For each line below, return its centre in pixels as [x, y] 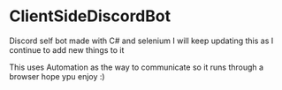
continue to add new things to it [67, 49]
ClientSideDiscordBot [90, 16]
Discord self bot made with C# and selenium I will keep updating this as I [141, 41]
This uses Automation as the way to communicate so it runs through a [136, 67]
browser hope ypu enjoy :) [57, 76]
